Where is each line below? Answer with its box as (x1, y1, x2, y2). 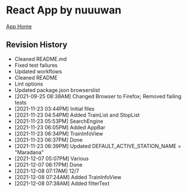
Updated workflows (14, 68, 63, 75)
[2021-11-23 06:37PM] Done (14, 136, 83, 143)
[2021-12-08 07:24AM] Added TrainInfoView (14, 173, 122, 180)
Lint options (14, 80, 43, 87)
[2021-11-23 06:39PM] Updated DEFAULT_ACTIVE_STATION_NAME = (14, 142, 182, 149)
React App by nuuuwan (6, 4, 122, 17)
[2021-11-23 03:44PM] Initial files (14, 105, 95, 112)
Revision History (6, 40, 68, 50)
